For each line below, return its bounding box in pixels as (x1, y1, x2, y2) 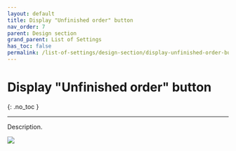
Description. (7, 122, 43, 131)
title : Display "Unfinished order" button (7, 17, 133, 24)
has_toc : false (7, 43, 52, 50)
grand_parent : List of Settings (7, 36, 102, 43)
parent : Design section (7, 29, 77, 37)
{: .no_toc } (7, 102, 39, 110)
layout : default (7, 10, 55, 17)
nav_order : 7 (7, 23, 46, 30)
